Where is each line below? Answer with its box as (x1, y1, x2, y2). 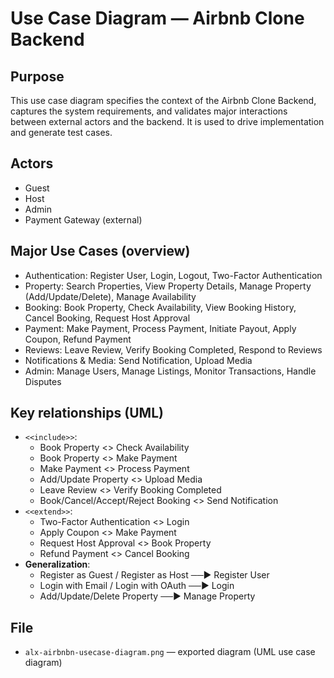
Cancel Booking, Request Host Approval (24, 312, 191, 324)
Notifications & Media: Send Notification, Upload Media (24, 354, 253, 366)
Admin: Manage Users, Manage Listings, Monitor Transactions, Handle (24, 365, 317, 377)
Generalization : (24, 558, 91, 571)
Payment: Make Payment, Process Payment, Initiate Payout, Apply (24, 322, 297, 334)
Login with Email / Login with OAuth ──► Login (39, 580, 235, 592)
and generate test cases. (10, 127, 113, 138)
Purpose (10, 68, 65, 85)
